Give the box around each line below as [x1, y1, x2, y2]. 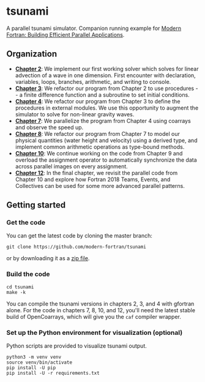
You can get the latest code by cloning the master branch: [6, 232, 153, 239]
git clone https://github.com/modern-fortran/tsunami [6, 244, 147, 250]
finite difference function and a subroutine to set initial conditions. [23, 91, 190, 99]
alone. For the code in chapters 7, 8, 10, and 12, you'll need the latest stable [6, 306, 196, 313]
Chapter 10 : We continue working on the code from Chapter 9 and [15, 149, 183, 157]
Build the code [6, 270, 50, 279]
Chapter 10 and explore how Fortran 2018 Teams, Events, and [15, 176, 171, 183]
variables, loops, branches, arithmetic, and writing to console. [15, 78, 171, 85]
